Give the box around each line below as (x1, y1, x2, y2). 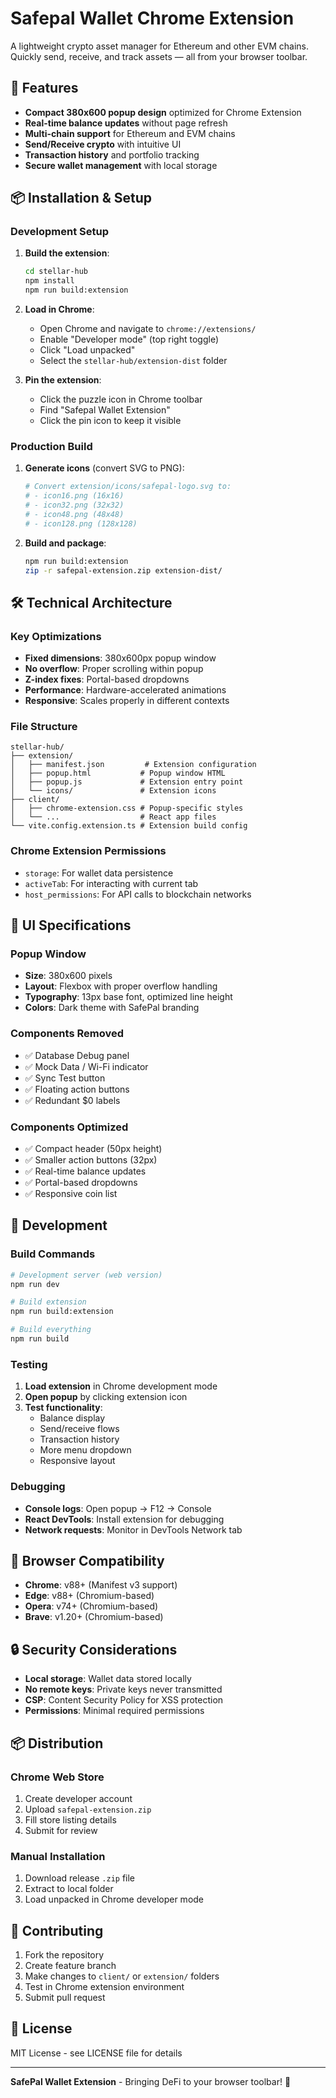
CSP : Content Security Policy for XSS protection (24, 1694, 224, 1706)
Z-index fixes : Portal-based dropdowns (24, 673, 190, 686)
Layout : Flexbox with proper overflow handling (24, 980, 218, 992)
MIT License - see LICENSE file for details (10, 2047, 183, 2059)
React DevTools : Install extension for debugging (24, 1513, 225, 1525)
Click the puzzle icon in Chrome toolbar (39, 393, 203, 406)
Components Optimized (10, 1120, 129, 1134)
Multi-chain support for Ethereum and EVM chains (24, 127, 236, 139)
